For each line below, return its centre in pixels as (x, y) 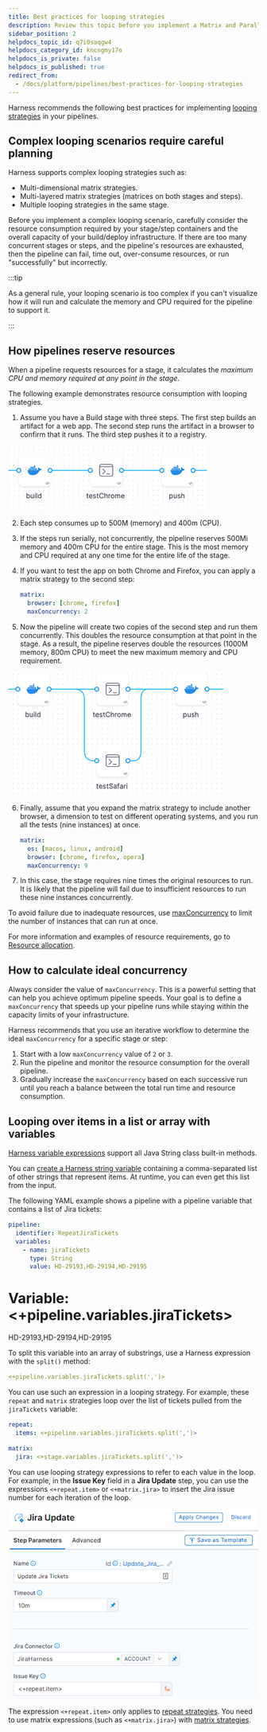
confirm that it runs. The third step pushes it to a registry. (113, 434)
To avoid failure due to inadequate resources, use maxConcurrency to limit (130, 913)
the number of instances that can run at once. (83, 921)
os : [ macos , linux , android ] (75, 848)
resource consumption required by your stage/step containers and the (123, 229)
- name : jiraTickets (56, 1250)
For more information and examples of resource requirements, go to (119, 937)
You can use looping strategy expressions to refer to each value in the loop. (132, 1472)
